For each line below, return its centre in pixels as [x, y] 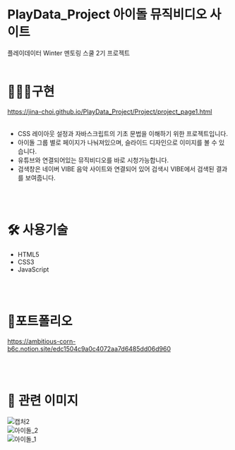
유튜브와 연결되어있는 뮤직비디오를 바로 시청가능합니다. [93, 160]
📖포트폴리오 [40, 321]
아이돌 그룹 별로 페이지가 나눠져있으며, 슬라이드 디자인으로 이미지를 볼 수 [117, 142]
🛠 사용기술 [38, 230]
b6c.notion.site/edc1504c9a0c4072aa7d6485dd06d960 [89, 348]
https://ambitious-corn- [42, 341]
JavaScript [33, 269]
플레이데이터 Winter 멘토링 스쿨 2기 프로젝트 [69, 53]
